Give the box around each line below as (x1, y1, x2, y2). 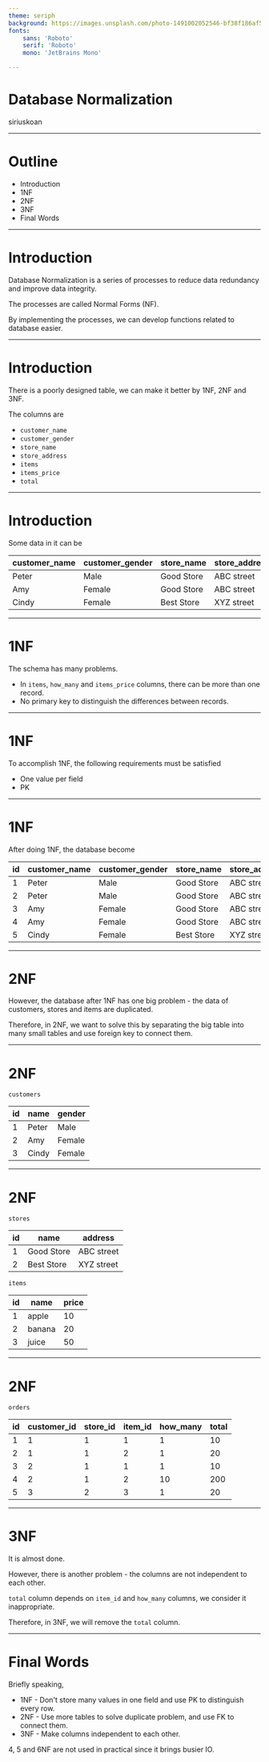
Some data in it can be (8, 538, 82, 547)
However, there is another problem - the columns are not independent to (8, 1570, 247, 1579)
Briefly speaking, (8, 1679, 64, 1689)
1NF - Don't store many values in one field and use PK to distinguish (19, 1695, 244, 1705)
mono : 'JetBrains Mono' (22, 49, 102, 57)
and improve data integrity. (8, 284, 98, 293)
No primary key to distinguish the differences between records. (19, 696, 230, 706)
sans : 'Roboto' (22, 34, 74, 42)
